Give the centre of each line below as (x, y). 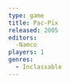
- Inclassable (39, 67)
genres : (21, 60)
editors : (23, 38)
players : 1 (26, 52)
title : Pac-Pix (33, 23)
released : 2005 (33, 30)
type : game (26, 15)
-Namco (26, 45)
